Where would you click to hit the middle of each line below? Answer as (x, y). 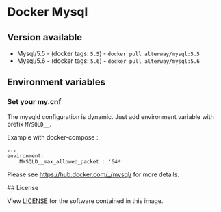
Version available (45, 37)
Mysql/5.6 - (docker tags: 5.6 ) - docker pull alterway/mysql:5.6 (108, 61)
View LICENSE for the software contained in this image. (85, 201)
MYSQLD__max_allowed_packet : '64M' (72, 161)
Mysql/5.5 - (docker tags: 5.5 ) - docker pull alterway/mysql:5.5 (108, 53)
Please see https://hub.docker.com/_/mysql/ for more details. (93, 174)
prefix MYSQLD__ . (29, 124)
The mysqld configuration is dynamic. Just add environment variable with (110, 116)
